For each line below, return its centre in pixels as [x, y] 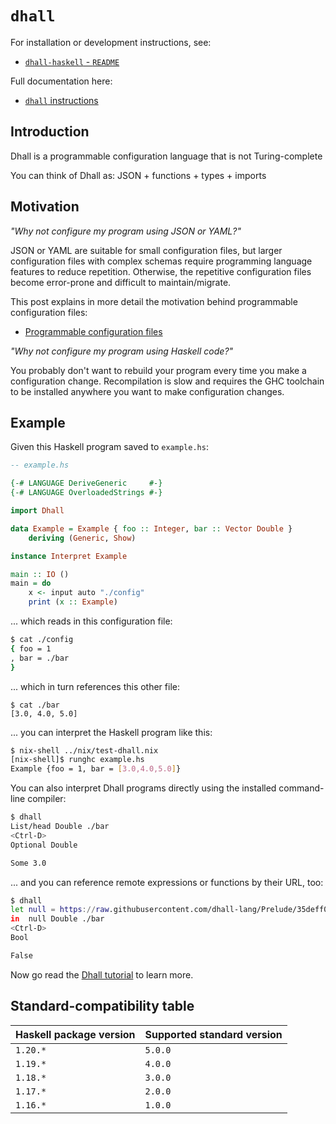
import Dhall [37, 511]
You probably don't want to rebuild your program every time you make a [158, 370]
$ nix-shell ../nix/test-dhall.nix [84, 750]
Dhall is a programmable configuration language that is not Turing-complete [166, 156]
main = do [31, 583]
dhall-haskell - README [72, 61]
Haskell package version [75, 1034]
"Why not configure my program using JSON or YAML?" [126, 231]
